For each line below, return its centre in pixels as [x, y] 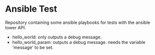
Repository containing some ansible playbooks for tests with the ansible [78, 22]
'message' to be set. [33, 47]
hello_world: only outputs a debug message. [57, 37]
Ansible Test [31, 9]
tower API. [15, 27]
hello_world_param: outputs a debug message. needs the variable [79, 42]
